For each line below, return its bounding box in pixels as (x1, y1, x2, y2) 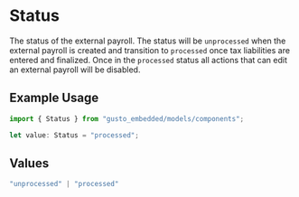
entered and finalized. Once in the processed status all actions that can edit (9, 54, 287, 65)
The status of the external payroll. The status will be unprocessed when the (9, 35, 286, 46)
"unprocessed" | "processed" (9, 180, 119, 189)
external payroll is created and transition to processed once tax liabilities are (9, 44, 291, 55)
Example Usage (9, 90, 99, 106)
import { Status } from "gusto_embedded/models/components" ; (9, 114, 245, 123)
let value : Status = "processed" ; (9, 130, 140, 140)
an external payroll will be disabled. (9, 64, 141, 75)
